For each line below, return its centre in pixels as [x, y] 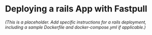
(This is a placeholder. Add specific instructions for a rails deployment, [76, 22]
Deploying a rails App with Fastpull [76, 9]
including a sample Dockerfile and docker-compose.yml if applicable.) [76, 27]
